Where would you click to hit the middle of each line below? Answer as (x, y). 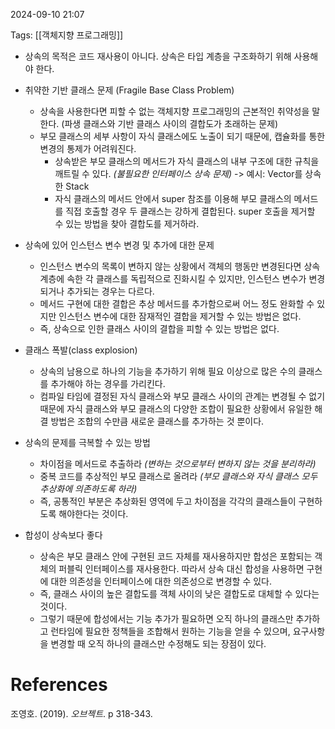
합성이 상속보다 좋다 (63, 535)
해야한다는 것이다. (93, 513)
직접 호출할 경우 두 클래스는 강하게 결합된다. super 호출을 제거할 (190, 211)
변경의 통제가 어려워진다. (88, 148)
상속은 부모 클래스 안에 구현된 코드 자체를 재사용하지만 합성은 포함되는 (176, 556)
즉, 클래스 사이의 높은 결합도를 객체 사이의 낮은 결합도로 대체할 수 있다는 (179, 593)
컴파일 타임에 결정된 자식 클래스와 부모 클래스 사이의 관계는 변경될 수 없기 (182, 396)
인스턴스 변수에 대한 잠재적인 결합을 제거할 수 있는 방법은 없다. (180, 316)
